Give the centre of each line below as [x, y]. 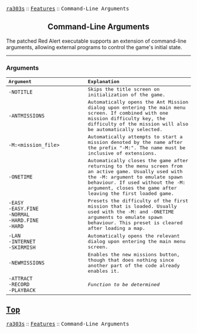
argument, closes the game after [132, 188]
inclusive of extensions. [122, 153]
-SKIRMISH [22, 247]
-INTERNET [22, 241]
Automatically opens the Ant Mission [138, 102]
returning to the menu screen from [135, 166]
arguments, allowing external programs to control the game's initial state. [94, 47]
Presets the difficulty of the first [138, 200]
